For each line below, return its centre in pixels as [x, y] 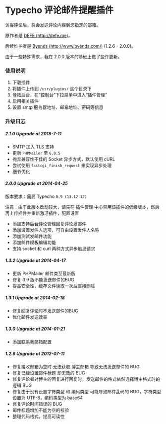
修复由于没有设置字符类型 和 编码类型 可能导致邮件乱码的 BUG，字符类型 [87, 391]
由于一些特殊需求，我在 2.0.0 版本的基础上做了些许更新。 [64, 56]
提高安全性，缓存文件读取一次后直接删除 [54, 286]
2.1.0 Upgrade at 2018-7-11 [33, 133]
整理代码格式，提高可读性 [38, 416]
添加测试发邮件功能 [32, 236]
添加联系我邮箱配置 [32, 342]
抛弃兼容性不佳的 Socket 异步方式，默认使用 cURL [64, 159]
